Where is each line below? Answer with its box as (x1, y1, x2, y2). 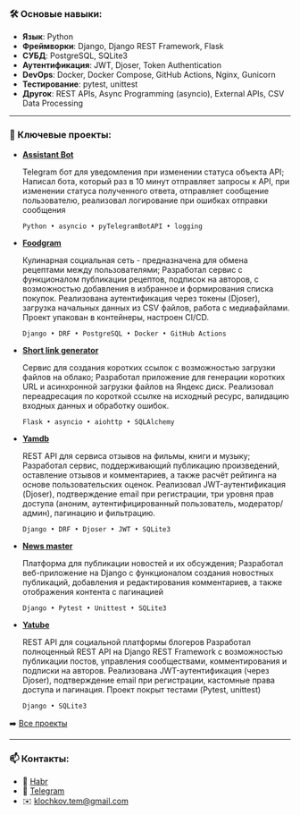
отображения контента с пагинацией (21, 586, 163, 597)
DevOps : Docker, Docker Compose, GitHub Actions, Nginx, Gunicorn (21, 70, 277, 81)
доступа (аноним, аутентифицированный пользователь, (21, 497, 237, 508)
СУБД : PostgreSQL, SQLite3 (21, 50, 128, 61)
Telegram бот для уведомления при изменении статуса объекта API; (21, 166, 285, 177)
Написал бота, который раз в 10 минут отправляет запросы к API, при (21, 175, 290, 186)
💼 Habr (21, 776, 49, 786)
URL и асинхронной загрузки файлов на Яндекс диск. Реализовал (21, 381, 274, 392)
